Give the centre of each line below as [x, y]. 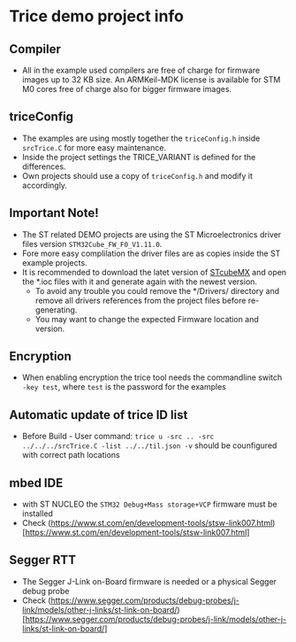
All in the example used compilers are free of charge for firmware [141, 70]
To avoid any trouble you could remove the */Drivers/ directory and [157, 290]
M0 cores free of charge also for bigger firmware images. [127, 89]
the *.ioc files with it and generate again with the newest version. [140, 282]
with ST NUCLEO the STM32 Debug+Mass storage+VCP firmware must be [149, 504]
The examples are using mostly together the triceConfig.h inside [141, 138]
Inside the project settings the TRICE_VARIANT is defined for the [139, 157]
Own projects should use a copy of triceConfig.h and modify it [137, 175]
